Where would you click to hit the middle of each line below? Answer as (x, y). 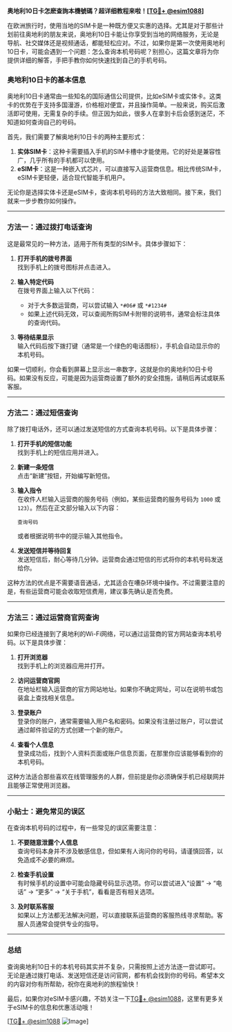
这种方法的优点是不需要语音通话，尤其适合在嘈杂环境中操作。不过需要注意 (113, 582)
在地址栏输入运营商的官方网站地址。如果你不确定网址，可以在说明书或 (117, 689)
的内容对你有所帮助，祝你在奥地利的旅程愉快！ (74, 984)
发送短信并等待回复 (45, 551)
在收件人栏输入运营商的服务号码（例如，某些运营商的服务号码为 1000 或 (119, 499)
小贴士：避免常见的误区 (46, 812)
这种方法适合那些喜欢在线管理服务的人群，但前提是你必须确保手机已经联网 (113, 777)
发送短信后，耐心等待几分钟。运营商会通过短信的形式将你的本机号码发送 (120, 559)
